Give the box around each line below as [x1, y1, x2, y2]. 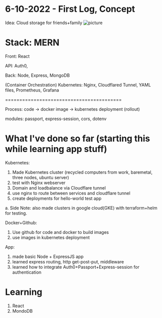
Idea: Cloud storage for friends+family [5, 20, 82, 26]
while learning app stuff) [5, 144, 108, 155]
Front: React [5, 53, 30, 59]
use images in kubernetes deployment [12, 234, 90, 240]
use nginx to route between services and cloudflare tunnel [12, 190, 131, 196]
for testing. [5, 210, 27, 216]
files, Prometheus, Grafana [5, 87, 59, 93]
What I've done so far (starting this [5, 133, 150, 144]
